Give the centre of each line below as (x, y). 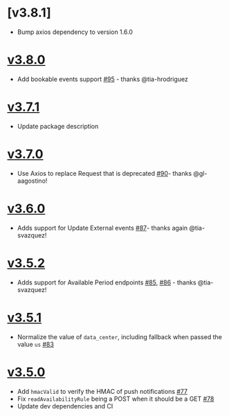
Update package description (58, 126)
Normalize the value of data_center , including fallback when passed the (120, 336)
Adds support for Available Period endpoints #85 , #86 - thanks (107, 282)
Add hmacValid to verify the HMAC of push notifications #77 (102, 391)
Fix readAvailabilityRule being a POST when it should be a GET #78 (116, 399)
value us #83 (35, 344)
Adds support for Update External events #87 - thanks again (102, 228)
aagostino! (32, 181)
